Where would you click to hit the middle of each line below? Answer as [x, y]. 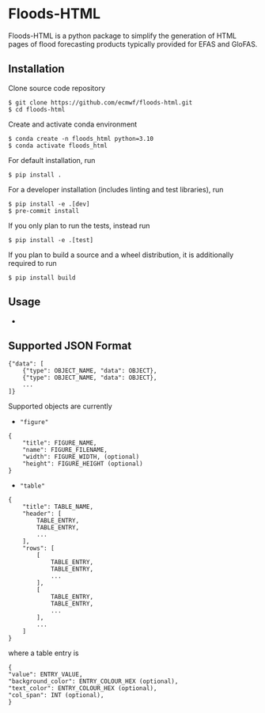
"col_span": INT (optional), [56, 696]
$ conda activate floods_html [58, 146]
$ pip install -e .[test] [51, 240]
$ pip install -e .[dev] [49, 204]
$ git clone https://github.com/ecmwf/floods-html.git [100, 102]
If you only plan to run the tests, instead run [79, 226]
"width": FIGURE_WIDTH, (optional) [81, 457]
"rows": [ [39, 548]
